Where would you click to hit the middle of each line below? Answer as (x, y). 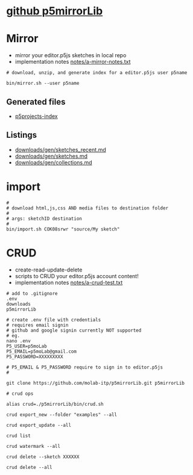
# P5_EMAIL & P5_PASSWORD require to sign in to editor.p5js (85, 367)
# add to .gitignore (32, 293)
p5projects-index (36, 116)
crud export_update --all (39, 425)
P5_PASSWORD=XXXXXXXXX (35, 356)
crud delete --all (29, 467)
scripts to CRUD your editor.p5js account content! (77, 276)
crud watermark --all (33, 446)
